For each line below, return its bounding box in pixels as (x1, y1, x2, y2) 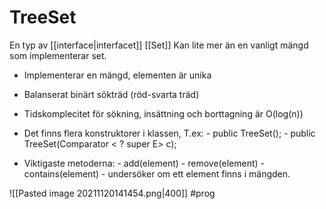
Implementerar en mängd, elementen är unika (23, 69, 212, 81)
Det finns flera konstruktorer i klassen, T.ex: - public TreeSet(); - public (23, 127, 316, 139)
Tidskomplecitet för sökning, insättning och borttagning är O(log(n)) (23, 107, 304, 120)
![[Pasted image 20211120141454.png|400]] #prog (9, 187, 216, 199)
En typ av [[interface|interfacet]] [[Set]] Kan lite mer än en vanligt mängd (9, 39, 309, 51)
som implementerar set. (9, 49, 107, 61)
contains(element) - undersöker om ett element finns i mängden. (23, 167, 291, 180)
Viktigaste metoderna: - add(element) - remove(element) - (23, 157, 265, 169)
